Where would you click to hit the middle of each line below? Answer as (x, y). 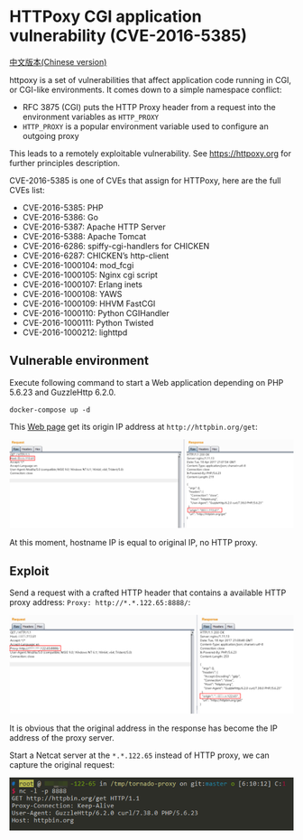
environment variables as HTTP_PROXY (91, 117)
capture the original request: (62, 765)
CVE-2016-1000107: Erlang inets (82, 284)
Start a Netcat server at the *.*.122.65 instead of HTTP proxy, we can (140, 755)
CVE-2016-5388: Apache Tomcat (84, 236)
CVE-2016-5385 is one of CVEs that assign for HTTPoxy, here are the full (145, 180)
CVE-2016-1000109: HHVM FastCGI (89, 303)
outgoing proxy (50, 135)
